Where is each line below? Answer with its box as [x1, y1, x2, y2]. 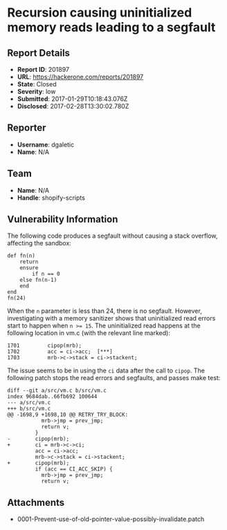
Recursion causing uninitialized [7, 5, 192, 21]
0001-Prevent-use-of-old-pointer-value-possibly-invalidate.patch [17, 515, 205, 523]
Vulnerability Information [7, 214, 118, 225]
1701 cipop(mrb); [7, 342, 82, 350]
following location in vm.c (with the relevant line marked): [7, 329, 171, 337]
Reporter [7, 122, 46, 134]
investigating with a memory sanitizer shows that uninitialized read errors [7, 314, 216, 323]
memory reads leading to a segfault [7, 19, 216, 35]
